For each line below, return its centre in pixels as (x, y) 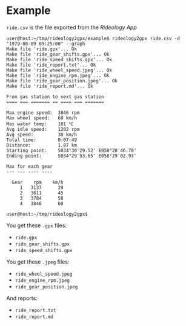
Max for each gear (29, 166)
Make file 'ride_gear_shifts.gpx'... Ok (58, 54)
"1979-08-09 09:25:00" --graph (46, 44)
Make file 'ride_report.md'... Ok (50, 86)
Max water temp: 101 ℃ (40, 124)
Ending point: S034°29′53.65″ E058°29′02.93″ (71, 156)
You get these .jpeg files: (38, 262)
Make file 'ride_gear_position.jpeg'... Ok (62, 81)
